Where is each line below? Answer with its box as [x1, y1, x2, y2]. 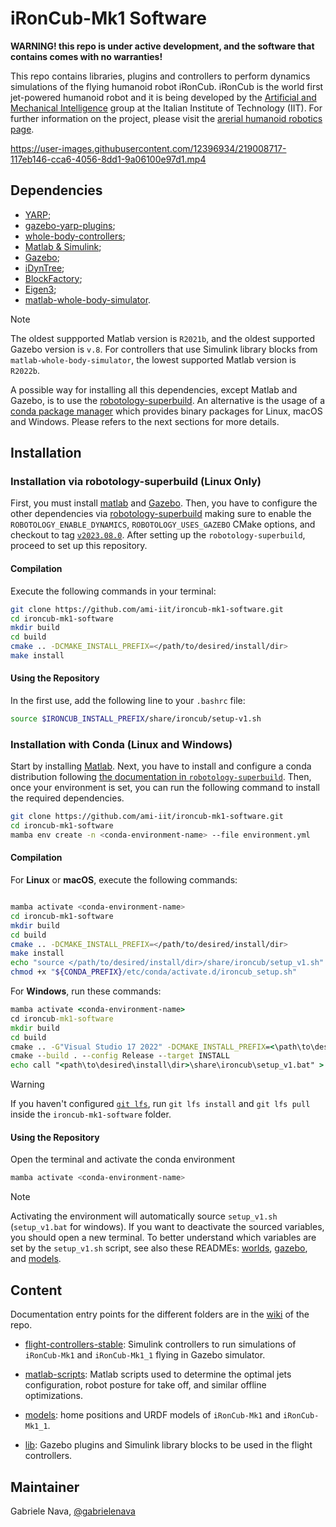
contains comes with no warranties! [10, 50, 163, 62]
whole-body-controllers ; [24, 230, 126, 242]
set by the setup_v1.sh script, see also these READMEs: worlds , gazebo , [10, 1242, 308, 1254]
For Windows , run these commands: [10, 985, 162, 997]
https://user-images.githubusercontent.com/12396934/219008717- [10, 142, 287, 154]
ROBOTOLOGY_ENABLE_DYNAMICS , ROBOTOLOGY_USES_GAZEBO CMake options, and [10, 518, 316, 531]
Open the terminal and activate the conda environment [10, 1153, 235, 1166]
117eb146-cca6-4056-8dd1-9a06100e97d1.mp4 [10, 153, 207, 165]
